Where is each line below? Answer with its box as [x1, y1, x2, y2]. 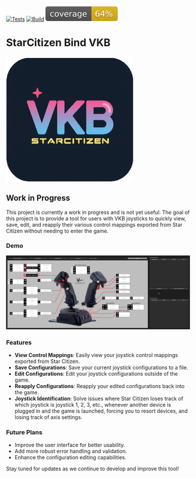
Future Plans [6, 428, 43, 436]
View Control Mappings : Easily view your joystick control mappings [14, 351, 178, 358]
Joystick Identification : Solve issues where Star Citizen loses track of [14, 395, 184, 402]
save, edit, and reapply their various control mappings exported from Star [6, 221, 183, 228]
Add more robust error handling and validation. [14, 448, 127, 455]
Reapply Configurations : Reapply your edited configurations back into [14, 382, 185, 389]
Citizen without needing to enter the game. [6, 227, 109, 234]
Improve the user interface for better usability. [14, 442, 125, 449]
